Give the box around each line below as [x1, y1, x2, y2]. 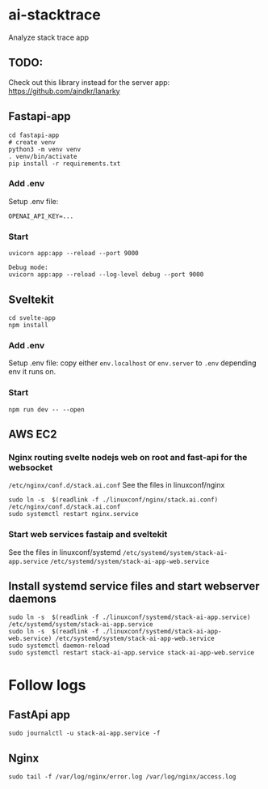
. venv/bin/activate [8, 152, 78, 160]
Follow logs [8, 676, 86, 694]
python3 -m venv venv [8, 145, 82, 153]
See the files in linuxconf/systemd [8, 547, 121, 557]
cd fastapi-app [8, 131, 60, 139]
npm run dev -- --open [8, 405, 85, 414]
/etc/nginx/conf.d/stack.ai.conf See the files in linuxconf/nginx [8, 480, 225, 490]
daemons [8, 591, 57, 605]
